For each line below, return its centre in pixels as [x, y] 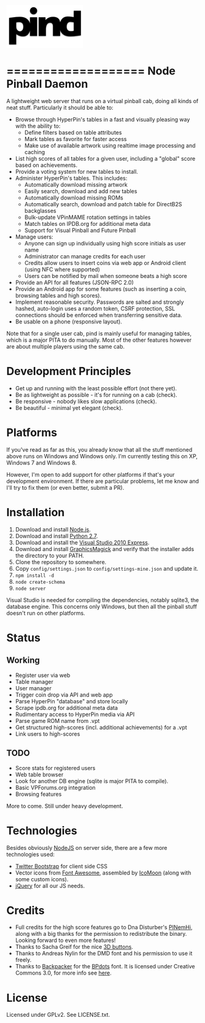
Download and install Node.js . [53, 529]
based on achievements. [46, 165]
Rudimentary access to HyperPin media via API [75, 714]
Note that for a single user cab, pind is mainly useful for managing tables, [99, 333]
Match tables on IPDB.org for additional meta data [87, 223]
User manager [33, 688]
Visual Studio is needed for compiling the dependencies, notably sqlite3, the [103, 600]
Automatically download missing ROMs [74, 198]
